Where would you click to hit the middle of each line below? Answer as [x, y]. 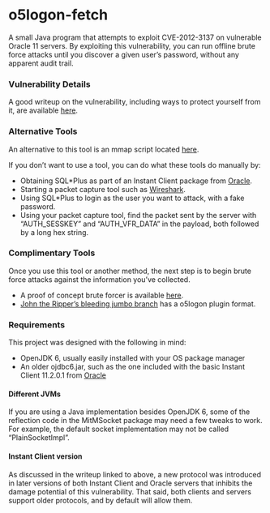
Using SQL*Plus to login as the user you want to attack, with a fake [132, 198]
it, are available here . [43, 110]
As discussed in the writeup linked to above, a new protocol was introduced [135, 474]
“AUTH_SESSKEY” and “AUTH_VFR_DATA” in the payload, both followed [139, 224]
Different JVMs [34, 394]
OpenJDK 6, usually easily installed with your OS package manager [133, 358]
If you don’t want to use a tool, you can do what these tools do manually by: [135, 165]
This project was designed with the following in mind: [97, 343]
